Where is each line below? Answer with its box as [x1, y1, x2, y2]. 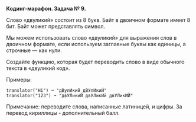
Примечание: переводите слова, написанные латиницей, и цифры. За [6, 103, 182, 110]
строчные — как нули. [6, 47, 62, 54]
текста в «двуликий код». [6, 65, 70, 72]
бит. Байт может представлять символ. [6, 23, 105, 30]
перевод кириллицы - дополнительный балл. [6, 110, 120, 116]
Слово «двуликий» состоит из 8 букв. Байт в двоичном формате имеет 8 [6, 17, 191, 23]
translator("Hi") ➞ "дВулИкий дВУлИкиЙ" [6, 88, 107, 94]
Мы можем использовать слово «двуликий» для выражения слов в [6, 34, 177, 41]
